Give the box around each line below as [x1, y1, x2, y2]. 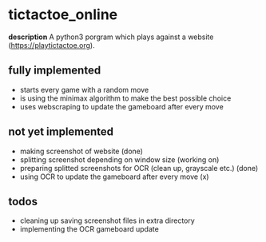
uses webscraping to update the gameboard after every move [19, 101, 224, 111]
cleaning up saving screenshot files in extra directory [19, 216, 196, 225]
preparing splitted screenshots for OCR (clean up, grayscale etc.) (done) [19, 163, 259, 173]
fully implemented [8, 64, 101, 77]
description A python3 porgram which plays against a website [8, 32, 214, 42]
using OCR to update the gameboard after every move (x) [19, 172, 209, 181]
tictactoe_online [8, 6, 118, 24]
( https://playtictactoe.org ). [8, 40, 95, 50]
